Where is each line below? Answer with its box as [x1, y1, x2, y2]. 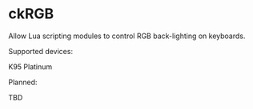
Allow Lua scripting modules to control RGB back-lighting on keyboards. [8, 31, 246, 41]
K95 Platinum [8, 61, 53, 72]
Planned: [8, 77, 38, 87]
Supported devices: [8, 46, 74, 56]
